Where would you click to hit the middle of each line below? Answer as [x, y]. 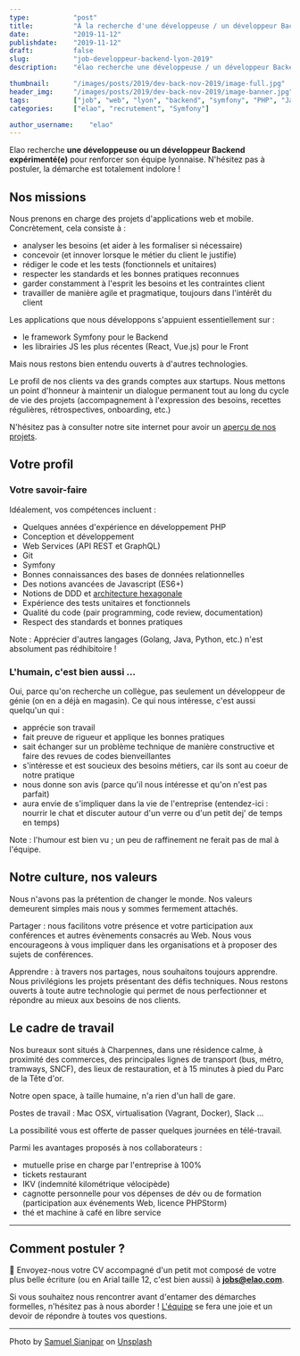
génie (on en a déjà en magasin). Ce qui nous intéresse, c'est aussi [133, 701]
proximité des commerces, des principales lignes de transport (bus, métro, [146, 1059]
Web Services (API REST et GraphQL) [91, 545]
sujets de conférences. [51, 954]
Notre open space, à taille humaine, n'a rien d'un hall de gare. [123, 1095]
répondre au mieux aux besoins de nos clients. [95, 1000]
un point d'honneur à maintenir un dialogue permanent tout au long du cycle [149, 391]
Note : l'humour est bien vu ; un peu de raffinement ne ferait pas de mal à [144, 840]
